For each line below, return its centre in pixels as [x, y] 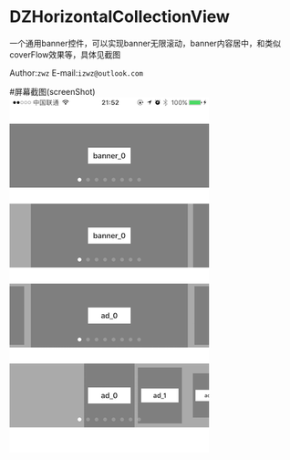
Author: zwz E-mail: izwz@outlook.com [77, 73]
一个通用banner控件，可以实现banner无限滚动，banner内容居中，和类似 [145, 43]
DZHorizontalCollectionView [120, 17]
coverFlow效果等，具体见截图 [65, 54]
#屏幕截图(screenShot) [52, 91]
